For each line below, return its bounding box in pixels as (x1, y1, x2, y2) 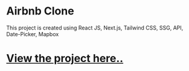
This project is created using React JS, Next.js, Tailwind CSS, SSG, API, (6, 24, 184, 31)
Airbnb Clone (6, 4, 74, 18)
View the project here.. (6, 52, 124, 66)
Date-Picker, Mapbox (6, 30, 59, 37)
